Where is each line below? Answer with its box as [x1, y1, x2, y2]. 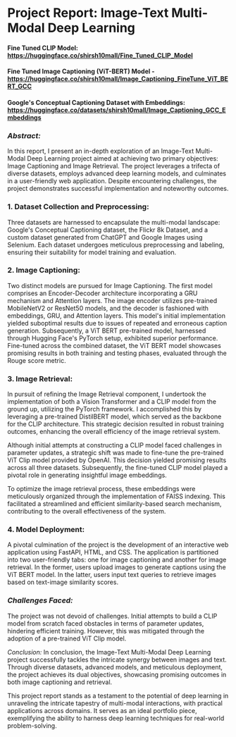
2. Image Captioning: [7, 266, 81, 275]
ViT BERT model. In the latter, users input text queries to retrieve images [7, 571, 217, 579]
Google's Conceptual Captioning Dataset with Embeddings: [7, 98, 185, 106]
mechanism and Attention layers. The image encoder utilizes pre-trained [7, 296, 218, 304]
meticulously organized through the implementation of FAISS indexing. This [7, 492, 225, 501]
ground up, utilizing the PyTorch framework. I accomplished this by [7, 405, 202, 414]
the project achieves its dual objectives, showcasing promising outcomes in [7, 670, 227, 679]
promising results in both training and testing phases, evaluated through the [7, 349, 228, 357]
